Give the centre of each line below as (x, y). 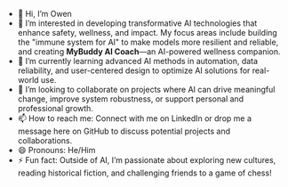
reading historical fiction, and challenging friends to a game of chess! (145, 173)
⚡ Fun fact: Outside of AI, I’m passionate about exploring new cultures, (147, 160)
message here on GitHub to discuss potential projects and (124, 131)
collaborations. (45, 141)
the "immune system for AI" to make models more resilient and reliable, (148, 42)
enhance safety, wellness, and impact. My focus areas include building (147, 33)
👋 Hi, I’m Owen (45, 14)
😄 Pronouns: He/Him (56, 150)
